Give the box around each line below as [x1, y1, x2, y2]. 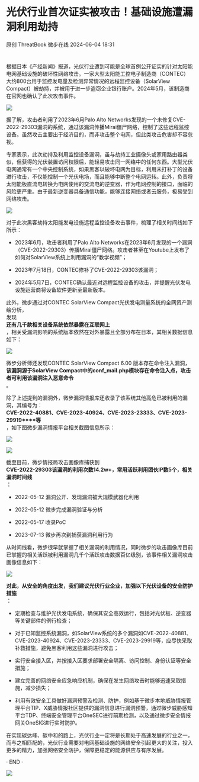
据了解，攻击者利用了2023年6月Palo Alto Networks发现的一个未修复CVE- [6, 116, 186, 123]
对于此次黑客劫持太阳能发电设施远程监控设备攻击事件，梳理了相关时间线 [6, 219, 182, 226]
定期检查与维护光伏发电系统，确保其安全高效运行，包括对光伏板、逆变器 [14, 610, 191, 617]
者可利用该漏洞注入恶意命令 [6, 374, 74, 382]
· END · [6, 758, 24, 765]
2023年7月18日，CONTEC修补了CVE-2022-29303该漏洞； [14, 266, 159, 273]
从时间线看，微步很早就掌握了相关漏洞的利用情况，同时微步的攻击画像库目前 [6, 544, 193, 551]
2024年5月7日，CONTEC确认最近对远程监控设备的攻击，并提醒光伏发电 [14, 279, 191, 286]
